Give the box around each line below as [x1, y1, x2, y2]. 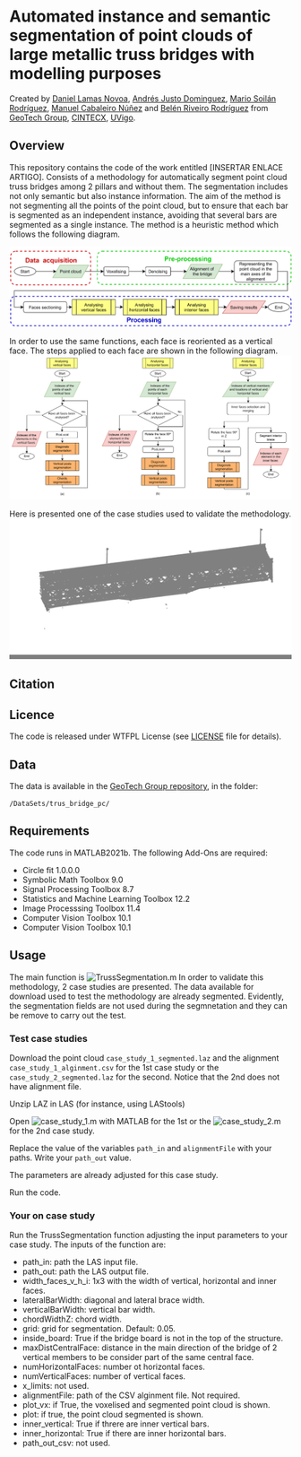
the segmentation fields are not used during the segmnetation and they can [9, 1000, 288, 1010]
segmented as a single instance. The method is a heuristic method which [9, 219, 279, 230]
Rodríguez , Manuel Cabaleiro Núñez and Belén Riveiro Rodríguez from [9, 102, 269, 113]
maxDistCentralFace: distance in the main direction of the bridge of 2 [21, 1342, 278, 1353]
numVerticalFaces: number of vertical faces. [21, 1371, 186, 1382]
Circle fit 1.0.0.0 [21, 864, 81, 875]
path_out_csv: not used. [21, 1437, 111, 1449]
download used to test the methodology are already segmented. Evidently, [9, 991, 285, 1002]
